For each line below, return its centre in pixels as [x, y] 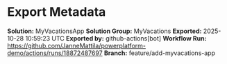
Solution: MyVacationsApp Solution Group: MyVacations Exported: [104, 31]
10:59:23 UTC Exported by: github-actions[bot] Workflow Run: [116, 38]
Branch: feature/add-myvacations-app [159, 53]
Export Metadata [57, 12]
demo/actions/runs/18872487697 [55, 53]
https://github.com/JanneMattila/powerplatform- [76, 45]
